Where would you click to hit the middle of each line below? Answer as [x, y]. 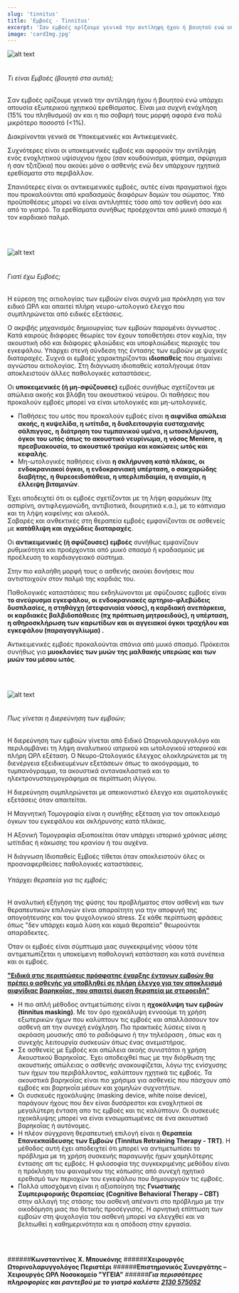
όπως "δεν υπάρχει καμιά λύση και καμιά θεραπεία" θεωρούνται [104, 925]
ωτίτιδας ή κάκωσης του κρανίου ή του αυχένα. [78, 842]
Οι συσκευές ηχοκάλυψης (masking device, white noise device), [112, 1095]
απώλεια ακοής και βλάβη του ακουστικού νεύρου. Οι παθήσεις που [108, 394]
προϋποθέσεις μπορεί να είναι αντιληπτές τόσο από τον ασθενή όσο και [115, 202]
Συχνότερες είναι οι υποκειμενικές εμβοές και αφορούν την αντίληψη [112, 150]
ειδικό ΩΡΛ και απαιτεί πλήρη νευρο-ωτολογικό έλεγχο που [96, 306]
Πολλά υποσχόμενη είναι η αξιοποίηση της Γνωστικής [99, 1186]
